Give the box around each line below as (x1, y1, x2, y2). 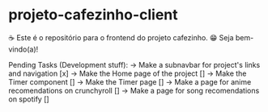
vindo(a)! (8, 44, 39, 54)
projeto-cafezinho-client (8, 6, 178, 24)
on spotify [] (8, 94, 50, 104)
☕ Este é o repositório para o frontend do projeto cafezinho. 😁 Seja (8, 32, 234, 42)
